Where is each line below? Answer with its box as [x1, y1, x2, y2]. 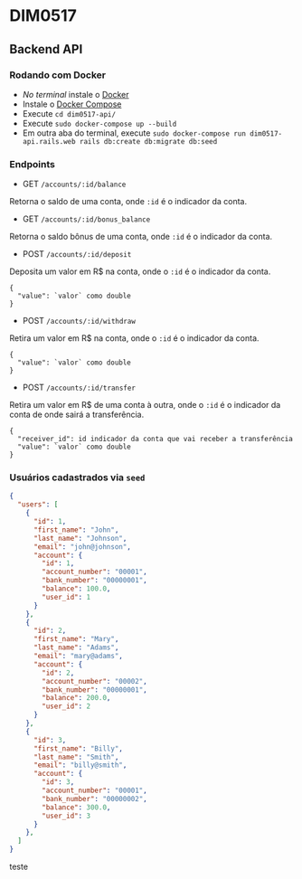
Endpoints [9, 157, 56, 170]
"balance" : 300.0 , [42, 802, 111, 812]
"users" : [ [17, 500, 59, 509]
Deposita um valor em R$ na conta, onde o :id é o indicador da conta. [9, 266, 271, 277]
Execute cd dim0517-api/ [22, 108, 116, 118]
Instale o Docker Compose [22, 99, 122, 109]
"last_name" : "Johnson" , [33, 534, 127, 543]
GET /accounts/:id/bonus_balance [22, 213, 151, 224]
